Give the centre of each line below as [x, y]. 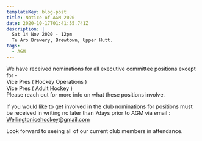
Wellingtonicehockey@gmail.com [48, 119]
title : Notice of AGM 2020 [41, 18]
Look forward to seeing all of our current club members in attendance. [95, 131]
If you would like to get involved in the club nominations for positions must [100, 106]
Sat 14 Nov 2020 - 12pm [42, 35]
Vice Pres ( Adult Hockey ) [40, 88]
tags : [13, 46]
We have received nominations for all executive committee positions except [101, 69]
